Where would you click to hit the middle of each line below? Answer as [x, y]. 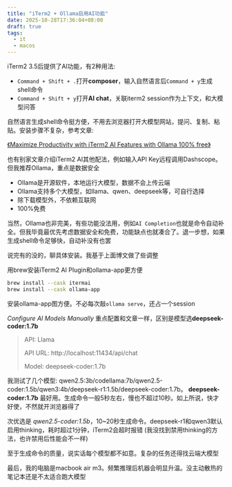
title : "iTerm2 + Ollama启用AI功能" [58, 13]
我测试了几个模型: [32, 380]
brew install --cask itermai [49, 283]
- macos [25, 46]
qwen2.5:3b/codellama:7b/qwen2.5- [110, 380]
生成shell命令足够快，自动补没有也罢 [59, 240]
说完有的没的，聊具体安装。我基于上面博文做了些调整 [83, 255]
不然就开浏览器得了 [52, 406]
